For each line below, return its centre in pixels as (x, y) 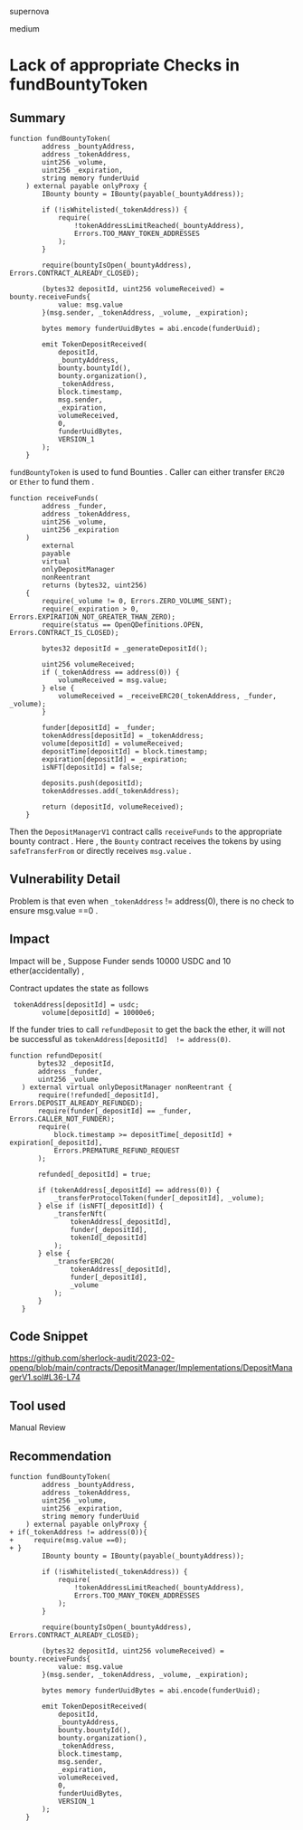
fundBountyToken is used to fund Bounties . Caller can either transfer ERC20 (147, 472)
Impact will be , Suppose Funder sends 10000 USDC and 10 (120, 961)
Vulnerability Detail (65, 879)
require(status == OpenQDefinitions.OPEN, (123, 625)
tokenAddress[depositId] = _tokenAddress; (123, 735)
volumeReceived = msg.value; (113, 680)
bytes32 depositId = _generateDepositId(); (125, 649)
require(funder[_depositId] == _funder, (115, 1111)
